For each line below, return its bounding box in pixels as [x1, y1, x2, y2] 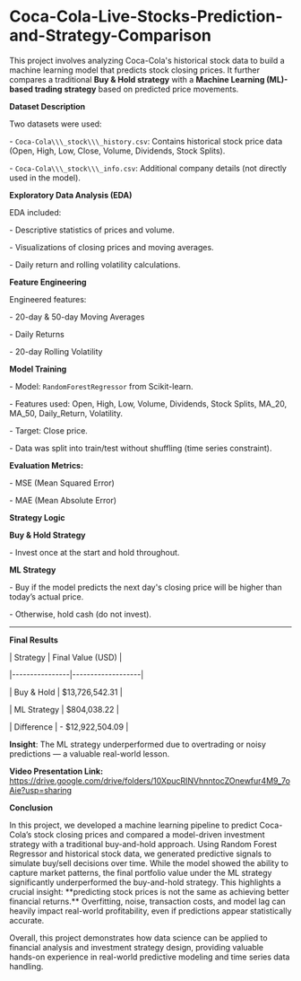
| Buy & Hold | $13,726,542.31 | [9, 687, 123, 697]
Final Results [9, 635, 58, 645]
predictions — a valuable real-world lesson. [9, 748, 170, 759]
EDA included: [9, 206, 62, 217]
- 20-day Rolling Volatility [9, 346, 103, 356]
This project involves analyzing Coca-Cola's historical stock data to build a [9, 55, 285, 66]
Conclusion [9, 801, 54, 813]
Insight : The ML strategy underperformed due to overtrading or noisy [9, 739, 267, 749]
